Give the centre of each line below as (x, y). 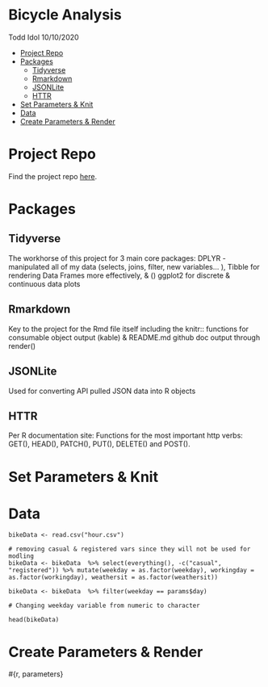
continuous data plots (44, 283)
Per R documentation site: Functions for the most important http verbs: (126, 436)
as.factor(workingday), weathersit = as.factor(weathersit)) (113, 578)
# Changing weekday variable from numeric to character (104, 606)
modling (21, 556)
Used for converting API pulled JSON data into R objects (102, 391)
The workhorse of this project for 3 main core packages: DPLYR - (117, 258)
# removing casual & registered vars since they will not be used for (130, 549)
